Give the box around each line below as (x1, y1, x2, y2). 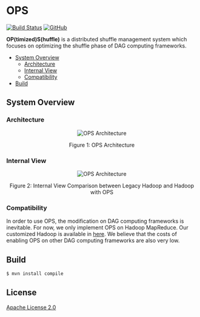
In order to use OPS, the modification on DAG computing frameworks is (6, 217, 184, 225)
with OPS (90, 188, 114, 195)
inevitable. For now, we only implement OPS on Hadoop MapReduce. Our (6, 224, 189, 231)
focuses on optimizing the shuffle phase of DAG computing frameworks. (6, 42, 187, 49)
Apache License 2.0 (6, 304, 56, 311)
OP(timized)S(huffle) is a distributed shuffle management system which (6, 35, 187, 43)
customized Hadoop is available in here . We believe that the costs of (6, 231, 178, 238)
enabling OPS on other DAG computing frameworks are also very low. (6, 237, 180, 244)
